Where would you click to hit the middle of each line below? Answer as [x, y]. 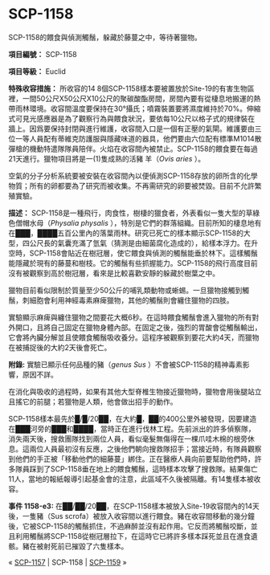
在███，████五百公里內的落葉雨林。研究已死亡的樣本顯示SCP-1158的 [126, 233]
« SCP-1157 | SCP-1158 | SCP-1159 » [67, 562]
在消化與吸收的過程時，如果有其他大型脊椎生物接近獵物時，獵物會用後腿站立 [135, 391]
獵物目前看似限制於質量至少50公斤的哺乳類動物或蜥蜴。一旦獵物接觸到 [125, 290]
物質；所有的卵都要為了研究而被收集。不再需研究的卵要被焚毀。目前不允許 [131, 186]
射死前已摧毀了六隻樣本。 [86, 546]
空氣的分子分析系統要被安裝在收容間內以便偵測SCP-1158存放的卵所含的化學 [133, 175]
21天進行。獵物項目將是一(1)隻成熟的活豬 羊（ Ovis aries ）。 [107, 158]
